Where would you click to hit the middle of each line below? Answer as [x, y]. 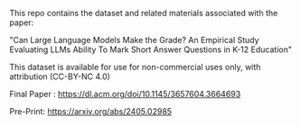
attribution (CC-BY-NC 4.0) [60, 76]
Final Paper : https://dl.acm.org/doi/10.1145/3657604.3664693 [125, 94]
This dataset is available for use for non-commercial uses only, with [135, 67]
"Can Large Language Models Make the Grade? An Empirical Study [134, 40]
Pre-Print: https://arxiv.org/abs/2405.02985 [91, 111]
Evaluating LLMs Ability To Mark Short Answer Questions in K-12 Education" [150, 49]
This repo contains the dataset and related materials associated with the [144, 13]
